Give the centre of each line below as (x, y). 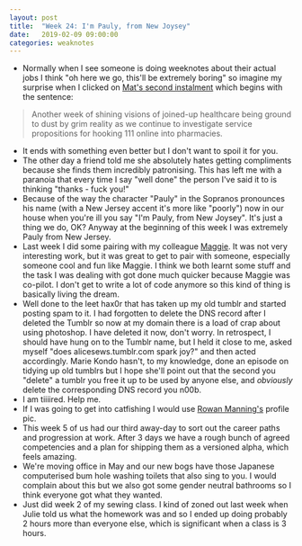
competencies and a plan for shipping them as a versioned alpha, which (155, 447)
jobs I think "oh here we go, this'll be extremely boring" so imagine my (152, 78)
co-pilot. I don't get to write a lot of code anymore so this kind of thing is (156, 285)
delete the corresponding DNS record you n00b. (112, 390)
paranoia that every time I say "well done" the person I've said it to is (149, 180)
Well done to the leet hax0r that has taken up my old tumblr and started (154, 304)
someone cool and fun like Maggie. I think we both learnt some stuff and (156, 265)
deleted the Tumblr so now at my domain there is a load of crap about (151, 323)
